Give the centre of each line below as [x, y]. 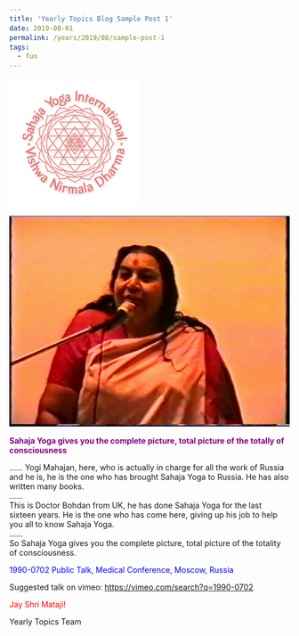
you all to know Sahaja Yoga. [62, 525]
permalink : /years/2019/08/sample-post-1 [87, 37]
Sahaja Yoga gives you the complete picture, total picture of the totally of [147, 441]
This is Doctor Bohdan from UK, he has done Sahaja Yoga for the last [136, 506]
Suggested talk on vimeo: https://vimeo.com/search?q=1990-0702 [131, 587]
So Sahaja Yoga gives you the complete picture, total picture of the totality [145, 543]
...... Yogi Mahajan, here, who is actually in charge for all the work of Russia [147, 468]
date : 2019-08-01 [41, 28]
